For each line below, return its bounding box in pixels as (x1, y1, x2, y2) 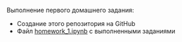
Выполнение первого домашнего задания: (6, 6, 134, 14)
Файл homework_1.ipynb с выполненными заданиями (16, 27, 176, 35)
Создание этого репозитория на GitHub (16, 20, 136, 27)
